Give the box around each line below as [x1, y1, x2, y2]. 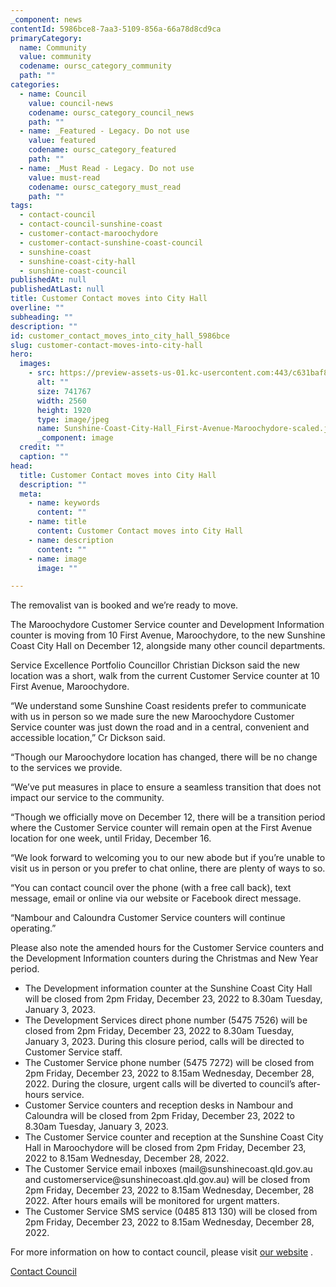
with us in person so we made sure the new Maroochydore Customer [10, 711, 295, 723]
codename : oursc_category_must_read [28, 182, 182, 192]
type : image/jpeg [36, 414, 110, 425]
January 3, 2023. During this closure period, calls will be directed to [24, 1036, 305, 1048]
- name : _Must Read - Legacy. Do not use [19, 163, 195, 173]
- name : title [28, 517, 87, 527]
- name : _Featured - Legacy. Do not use [19, 126, 190, 136]
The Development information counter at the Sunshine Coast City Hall [24, 982, 313, 995]
